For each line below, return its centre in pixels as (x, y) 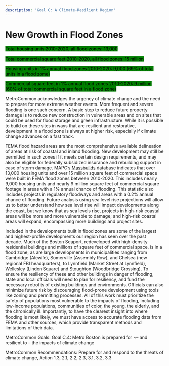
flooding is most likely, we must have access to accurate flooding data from (83, 317)
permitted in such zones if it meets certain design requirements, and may (81, 156)
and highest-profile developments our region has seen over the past (76, 236)
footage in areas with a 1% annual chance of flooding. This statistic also (79, 189)
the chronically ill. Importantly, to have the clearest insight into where (77, 311)
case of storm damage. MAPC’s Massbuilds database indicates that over (80, 168)
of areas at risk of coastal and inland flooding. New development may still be (84, 151)
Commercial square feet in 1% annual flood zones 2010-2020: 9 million (78, 83)
